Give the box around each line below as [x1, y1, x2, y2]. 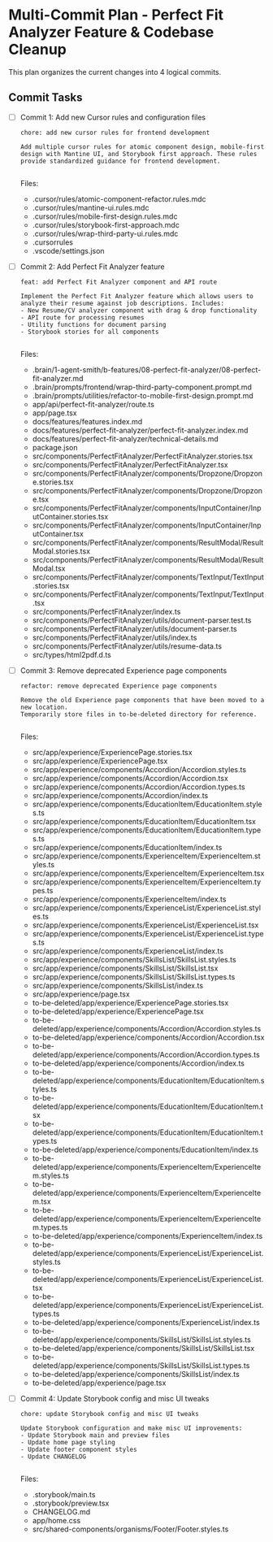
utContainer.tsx [32, 528, 84, 538]
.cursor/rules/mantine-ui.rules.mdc [32, 202, 149, 212]
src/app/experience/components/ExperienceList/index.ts [32, 945, 224, 956]
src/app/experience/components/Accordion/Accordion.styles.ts [32, 764, 246, 774]
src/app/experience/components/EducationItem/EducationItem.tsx [32, 816, 257, 826]
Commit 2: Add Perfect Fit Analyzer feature [19, 262, 165, 271]
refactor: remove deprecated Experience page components [19, 681, 218, 690]
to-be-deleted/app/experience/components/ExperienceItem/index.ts [32, 1231, 263, 1240]
